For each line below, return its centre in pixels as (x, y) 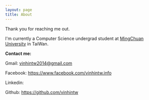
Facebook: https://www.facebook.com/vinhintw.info (59, 72)
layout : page (19, 10)
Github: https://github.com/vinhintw (42, 92)
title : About (19, 14)
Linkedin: (14, 82)
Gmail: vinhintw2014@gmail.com (39, 63)
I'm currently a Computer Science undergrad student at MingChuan (74, 38)
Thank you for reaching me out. (37, 28)
